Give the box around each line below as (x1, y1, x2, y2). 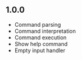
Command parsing (14, 21, 61, 28)
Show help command (14, 40, 68, 47)
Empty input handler (14, 47, 66, 54)
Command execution (14, 33, 67, 41)
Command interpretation (14, 27, 77, 35)
